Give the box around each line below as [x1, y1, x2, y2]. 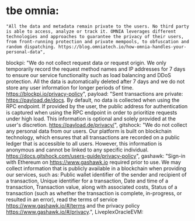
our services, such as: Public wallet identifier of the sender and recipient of [6, 171, 187, 178]
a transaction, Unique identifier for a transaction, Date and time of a [6, 177, 168, 184]
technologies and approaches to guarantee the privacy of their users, [6, 33, 184, 39]
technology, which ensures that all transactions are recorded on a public [6, 133, 180, 141]
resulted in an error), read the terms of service [6, 196, 118, 203]
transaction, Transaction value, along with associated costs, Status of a [6, 183, 177, 191]
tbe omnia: [6, 4, 60, 18]
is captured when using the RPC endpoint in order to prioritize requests [6, 109, 177, 116]
